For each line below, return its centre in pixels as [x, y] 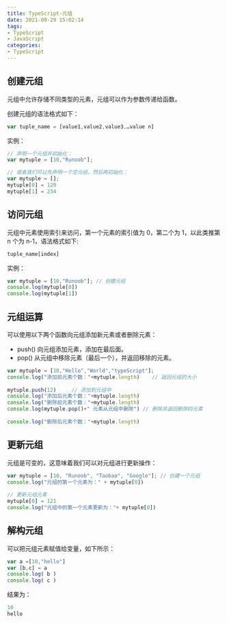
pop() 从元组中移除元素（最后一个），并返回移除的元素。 [96, 357]
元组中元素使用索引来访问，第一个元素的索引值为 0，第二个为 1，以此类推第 [114, 232]
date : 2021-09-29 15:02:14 [45, 20]
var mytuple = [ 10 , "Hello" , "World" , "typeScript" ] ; [81, 371]
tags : [15, 26]
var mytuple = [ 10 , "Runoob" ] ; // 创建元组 [66, 281]
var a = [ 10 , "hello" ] [37, 561]
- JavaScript [26, 39]
